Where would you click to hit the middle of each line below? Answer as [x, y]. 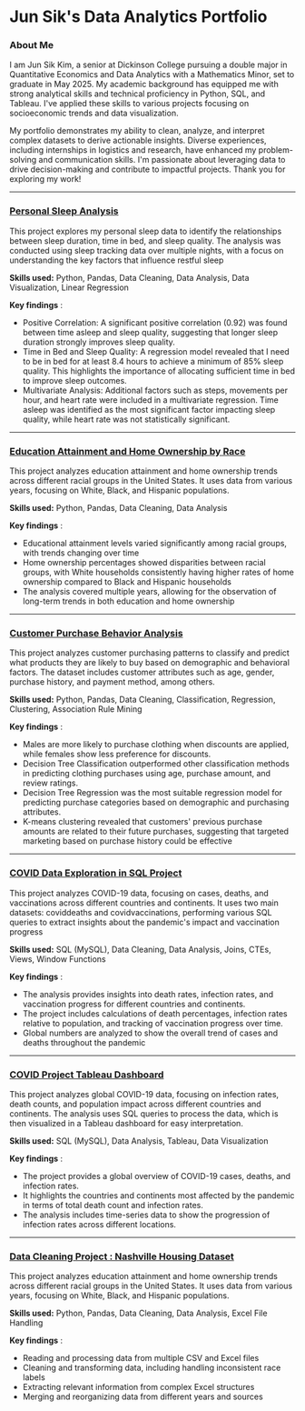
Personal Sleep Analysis [64, 211]
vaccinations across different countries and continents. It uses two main [144, 903]
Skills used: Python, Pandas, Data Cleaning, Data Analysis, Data [129, 277]
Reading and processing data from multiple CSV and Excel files [141, 1358]
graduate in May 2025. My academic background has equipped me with [144, 85]
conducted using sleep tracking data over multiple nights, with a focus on [147, 250]
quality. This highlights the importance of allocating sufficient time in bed [159, 371]
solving [23, 160]
